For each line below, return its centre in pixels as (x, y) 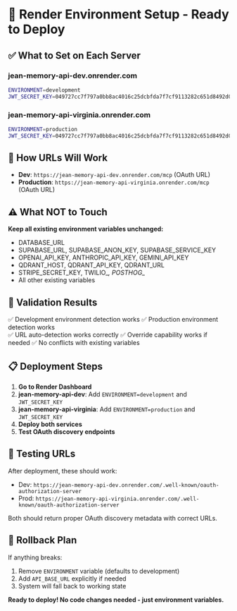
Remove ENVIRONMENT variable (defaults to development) (99, 571)
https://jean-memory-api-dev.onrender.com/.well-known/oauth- (127, 485)
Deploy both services (50, 424)
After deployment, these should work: (63, 471)
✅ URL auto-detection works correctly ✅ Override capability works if (108, 335)
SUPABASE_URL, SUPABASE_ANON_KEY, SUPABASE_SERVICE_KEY (117, 250)
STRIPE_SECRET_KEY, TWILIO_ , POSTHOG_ (82, 273)
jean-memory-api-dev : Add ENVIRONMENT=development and (102, 394)
